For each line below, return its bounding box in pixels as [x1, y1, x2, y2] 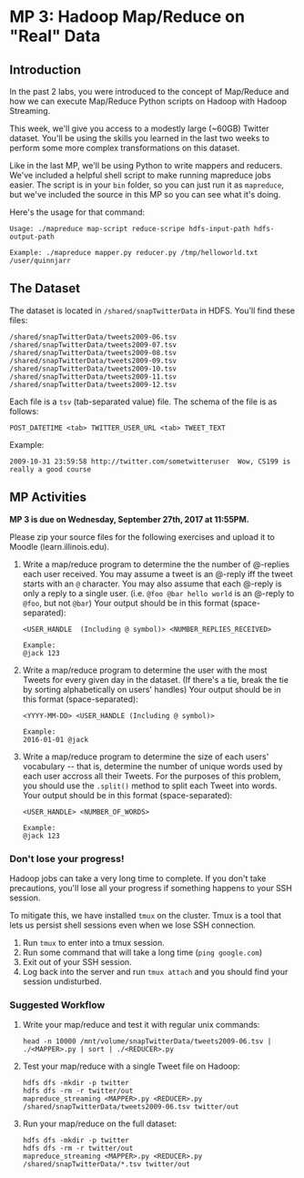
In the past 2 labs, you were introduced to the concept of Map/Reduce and [9, 86, 289, 96]
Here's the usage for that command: [9, 207, 146, 218]
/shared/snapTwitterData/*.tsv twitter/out [22, 1160, 191, 1169]
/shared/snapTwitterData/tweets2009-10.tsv [9, 364, 177, 373]
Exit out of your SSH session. [22, 956, 132, 967]
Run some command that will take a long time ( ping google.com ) [22, 947, 263, 958]
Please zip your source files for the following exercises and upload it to [9, 531, 275, 543]
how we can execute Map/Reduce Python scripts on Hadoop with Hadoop [9, 96, 288, 107]
